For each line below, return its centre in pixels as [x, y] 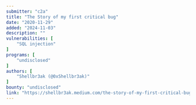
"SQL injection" [36, 44]
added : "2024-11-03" [31, 28]
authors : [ [19, 71]
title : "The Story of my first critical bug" [62, 17]
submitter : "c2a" [27, 11]
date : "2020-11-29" [30, 22]
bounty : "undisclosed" [34, 87]
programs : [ [20, 55]
